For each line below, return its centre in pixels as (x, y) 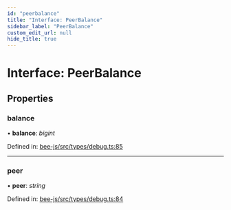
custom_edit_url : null (40, 33)
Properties (30, 98)
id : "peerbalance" (33, 13)
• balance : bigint (31, 133)
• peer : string (26, 186)
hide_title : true (32, 39)
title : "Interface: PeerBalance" (55, 20)
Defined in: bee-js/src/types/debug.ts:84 (65, 199)
